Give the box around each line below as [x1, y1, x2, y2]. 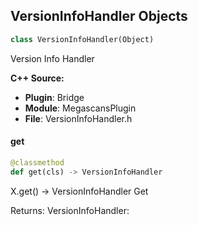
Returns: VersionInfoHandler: [10, 204, 130, 216]
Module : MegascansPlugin [24, 102, 137, 114]
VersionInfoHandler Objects [10, 8, 188, 25]
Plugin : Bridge [24, 91, 85, 103]
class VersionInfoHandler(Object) [10, 34, 155, 44]
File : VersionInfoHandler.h [24, 112, 133, 124]
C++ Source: [10, 72, 65, 84]
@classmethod [10, 157, 65, 168]
